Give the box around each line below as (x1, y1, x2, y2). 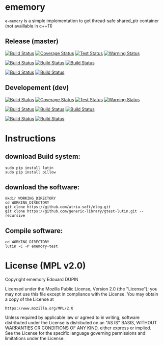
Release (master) (5, 37, 59, 46)
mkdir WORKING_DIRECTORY (5, 196, 56, 201)
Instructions (5, 133, 56, 144)
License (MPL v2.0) (5, 260, 86, 271)
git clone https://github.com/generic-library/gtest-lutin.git (5, 209, 137, 214)
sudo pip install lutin (5, 165, 54, 171)
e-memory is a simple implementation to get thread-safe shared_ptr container (5, 18, 159, 24)
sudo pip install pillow (5, 170, 56, 174)
